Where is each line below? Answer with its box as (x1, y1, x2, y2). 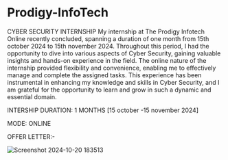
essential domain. (7, 92, 57, 101)
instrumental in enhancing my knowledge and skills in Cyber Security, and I (7, 78, 220, 86)
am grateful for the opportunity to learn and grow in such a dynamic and (7, 85, 212, 94)
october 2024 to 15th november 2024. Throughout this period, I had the (7, 42, 209, 50)
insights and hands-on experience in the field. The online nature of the (7, 56, 207, 64)
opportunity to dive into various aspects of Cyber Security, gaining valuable (7, 49, 221, 57)
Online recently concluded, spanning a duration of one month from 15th (7, 34, 209, 42)
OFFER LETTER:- (7, 132, 55, 141)
